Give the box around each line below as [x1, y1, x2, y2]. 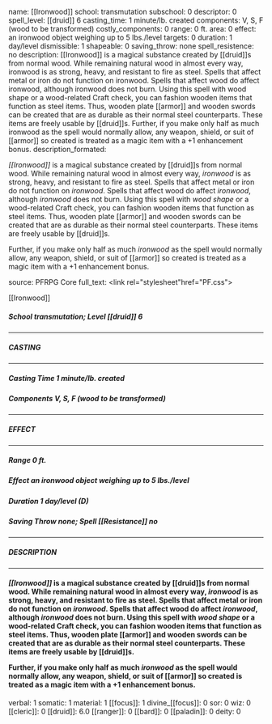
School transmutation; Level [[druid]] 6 [8, 311, 143, 321]
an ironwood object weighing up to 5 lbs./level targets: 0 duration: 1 [8, 32, 233, 42]
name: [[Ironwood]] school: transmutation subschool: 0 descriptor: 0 [8, 7, 237, 16]
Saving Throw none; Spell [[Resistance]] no [8, 516, 158, 526]
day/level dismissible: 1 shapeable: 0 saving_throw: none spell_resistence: [8, 41, 254, 51]
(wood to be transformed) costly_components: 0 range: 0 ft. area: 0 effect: [8, 24, 257, 33]
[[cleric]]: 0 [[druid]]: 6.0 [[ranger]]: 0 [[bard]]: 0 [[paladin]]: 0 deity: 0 [8, 706, 241, 716]
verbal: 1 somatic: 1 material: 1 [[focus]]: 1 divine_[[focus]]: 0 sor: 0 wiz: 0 [8, 697, 251, 707]
